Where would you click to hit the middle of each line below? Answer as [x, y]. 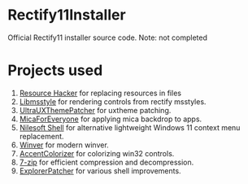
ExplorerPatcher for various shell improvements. [100, 171]
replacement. [41, 136]
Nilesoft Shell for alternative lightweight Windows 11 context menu [130, 127]
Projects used [55, 70]
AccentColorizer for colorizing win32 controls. [97, 153]
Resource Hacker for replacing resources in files [100, 93]
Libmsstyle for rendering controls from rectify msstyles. [113, 101]
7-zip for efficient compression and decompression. [107, 162]
